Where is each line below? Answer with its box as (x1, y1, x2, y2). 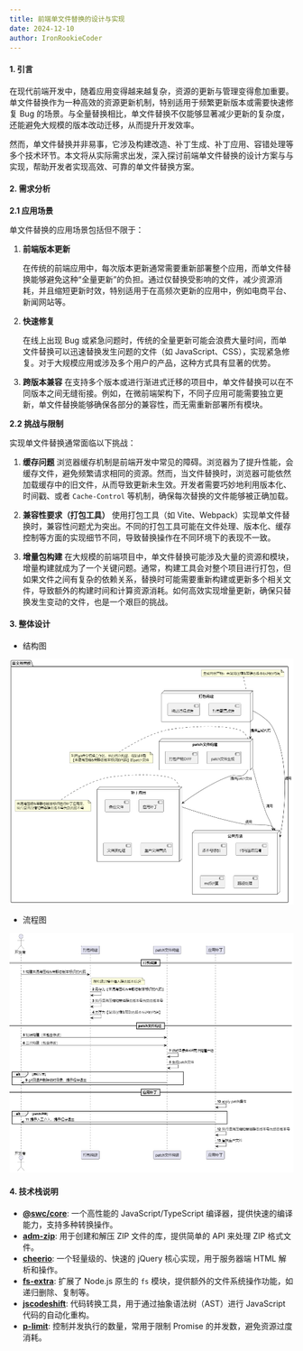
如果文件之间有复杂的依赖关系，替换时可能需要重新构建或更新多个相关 (22, 574, 284, 584)
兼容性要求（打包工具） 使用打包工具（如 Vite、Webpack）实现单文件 (22, 510, 282, 520)
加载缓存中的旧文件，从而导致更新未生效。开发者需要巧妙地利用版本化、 (22, 479, 291, 490)
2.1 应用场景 (9, 205, 54, 216)
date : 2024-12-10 (9, 23, 75, 33)
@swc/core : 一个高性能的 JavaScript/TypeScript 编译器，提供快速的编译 (22, 1208, 293, 1218)
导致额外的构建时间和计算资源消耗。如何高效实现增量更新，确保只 (38, 584, 284, 595)
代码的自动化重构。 (22, 1309, 95, 1320)
